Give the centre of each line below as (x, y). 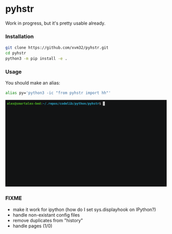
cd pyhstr (16, 53)
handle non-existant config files (46, 215)
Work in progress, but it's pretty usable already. (56, 23)
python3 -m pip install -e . (36, 59)
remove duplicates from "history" (48, 220)
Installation (20, 36)
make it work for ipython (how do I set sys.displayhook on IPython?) (84, 209)
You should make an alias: (33, 83)
